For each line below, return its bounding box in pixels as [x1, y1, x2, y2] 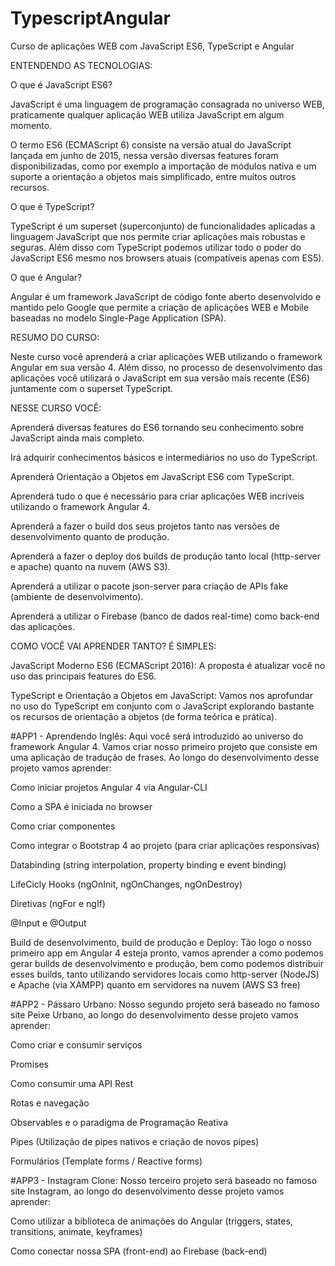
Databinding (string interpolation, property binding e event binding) [10, 858, 287, 871]
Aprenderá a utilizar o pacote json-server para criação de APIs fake [10, 580, 289, 592]
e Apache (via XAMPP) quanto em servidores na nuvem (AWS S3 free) [10, 978, 301, 991]
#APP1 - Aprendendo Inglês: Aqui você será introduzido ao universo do [10, 730, 304, 742]
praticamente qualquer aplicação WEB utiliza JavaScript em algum [10, 108, 285, 121]
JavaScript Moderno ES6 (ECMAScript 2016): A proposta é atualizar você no [10, 659, 326, 671]
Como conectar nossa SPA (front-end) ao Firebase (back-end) [10, 1245, 268, 1257]
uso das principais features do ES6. [10, 670, 157, 682]
